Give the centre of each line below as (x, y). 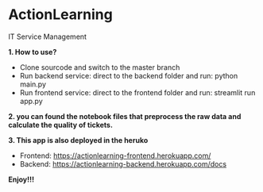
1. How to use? (33, 52)
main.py (33, 84)
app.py (31, 101)
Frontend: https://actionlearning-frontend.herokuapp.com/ (115, 156)
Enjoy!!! (21, 179)
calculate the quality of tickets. (61, 125)
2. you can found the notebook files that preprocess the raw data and (125, 116)
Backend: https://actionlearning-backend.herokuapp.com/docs (123, 163)
